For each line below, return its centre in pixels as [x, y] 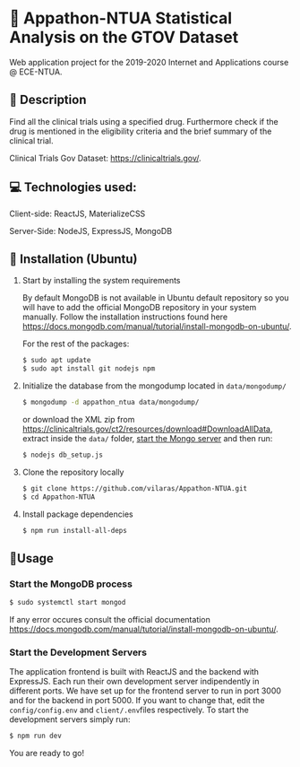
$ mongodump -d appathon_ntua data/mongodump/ [111, 403]
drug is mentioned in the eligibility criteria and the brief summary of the [141, 131]
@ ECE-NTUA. [36, 72]
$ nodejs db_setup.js [62, 455]
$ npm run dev [36, 736]
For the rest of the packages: [76, 344]
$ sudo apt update [56, 361]
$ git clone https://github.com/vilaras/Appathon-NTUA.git [135, 488]
